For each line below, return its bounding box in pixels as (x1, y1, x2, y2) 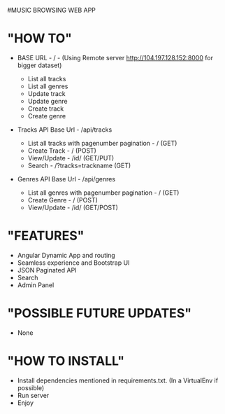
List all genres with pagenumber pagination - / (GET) (27, 188, 180, 197)
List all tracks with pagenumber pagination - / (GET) (27, 139, 177, 147)
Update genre (27, 97, 68, 105)
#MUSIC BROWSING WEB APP (7, 6, 96, 14)
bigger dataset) (17, 61, 62, 69)
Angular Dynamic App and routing (17, 251, 115, 259)
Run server (17, 391, 50, 399)
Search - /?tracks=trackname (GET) (27, 161, 131, 170)
